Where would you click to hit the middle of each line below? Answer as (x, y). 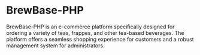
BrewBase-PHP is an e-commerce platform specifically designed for (90, 27)
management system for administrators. (55, 46)
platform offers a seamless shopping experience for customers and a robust (100, 39)
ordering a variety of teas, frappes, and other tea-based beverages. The (95, 33)
